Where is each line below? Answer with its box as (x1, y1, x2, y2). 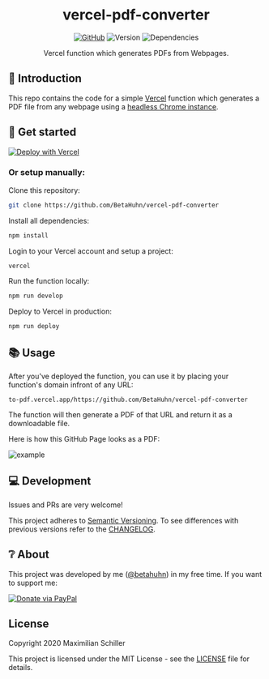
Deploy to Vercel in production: (8, 306, 112, 317)
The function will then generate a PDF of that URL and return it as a (8, 410, 233, 420)
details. (8, 663, 33, 673)
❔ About (8, 548, 50, 562)
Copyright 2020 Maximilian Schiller (8, 638, 126, 648)
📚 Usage (8, 346, 56, 360)
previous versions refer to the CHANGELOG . (8, 524, 156, 534)
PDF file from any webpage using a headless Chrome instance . (8, 101, 219, 111)
